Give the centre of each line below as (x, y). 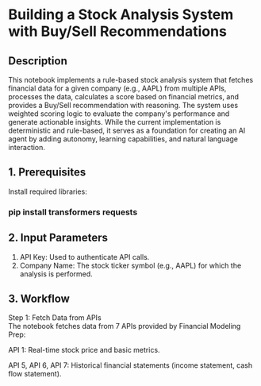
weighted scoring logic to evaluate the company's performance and (119, 114)
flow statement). (35, 374)
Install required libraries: (48, 191)
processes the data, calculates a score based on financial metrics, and (124, 96)
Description (38, 61)
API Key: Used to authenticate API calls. (84, 257)
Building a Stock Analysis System (121, 15)
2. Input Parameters (58, 238)
